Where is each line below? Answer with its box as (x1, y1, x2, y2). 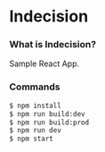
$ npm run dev (9, 126, 62, 135)
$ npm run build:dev (9, 109, 86, 118)
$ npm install (9, 101, 62, 110)
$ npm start (9, 134, 53, 144)
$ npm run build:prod (9, 118, 90, 127)
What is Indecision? (9, 38, 96, 51)
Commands (9, 80, 61, 93)
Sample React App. (9, 58, 80, 69)
